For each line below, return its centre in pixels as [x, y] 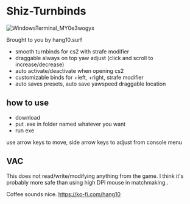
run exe [25, 130]
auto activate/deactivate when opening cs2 [69, 70]
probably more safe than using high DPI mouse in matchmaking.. [87, 182]
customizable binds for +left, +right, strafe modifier [79, 77]
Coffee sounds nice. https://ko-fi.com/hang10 [63, 194]
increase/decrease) [40, 64]
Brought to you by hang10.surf [44, 39]
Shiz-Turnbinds [46, 11]
